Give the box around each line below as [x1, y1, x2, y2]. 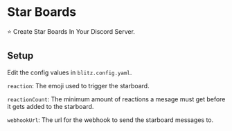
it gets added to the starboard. [7, 102, 94, 110]
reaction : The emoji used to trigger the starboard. [7, 81, 150, 90]
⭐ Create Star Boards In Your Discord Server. [7, 27, 135, 35]
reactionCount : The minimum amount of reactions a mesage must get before [7, 94, 226, 103]
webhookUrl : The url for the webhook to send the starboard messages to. [7, 115, 214, 124]
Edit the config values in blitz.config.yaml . [7, 68, 132, 77]
